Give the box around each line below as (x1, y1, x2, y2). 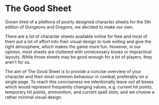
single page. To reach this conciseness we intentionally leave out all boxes (5, 78, 154, 85)
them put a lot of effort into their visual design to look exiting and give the (5, 38, 152, 44)
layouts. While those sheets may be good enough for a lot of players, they (5, 54, 153, 60)
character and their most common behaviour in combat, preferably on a (5, 74, 148, 79)
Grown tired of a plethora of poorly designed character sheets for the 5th (5, 19, 151, 25)
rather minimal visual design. (5, 94, 63, 100)
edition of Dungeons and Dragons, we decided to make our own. (5, 24, 134, 30)
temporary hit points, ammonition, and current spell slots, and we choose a (5, 89, 155, 95)
